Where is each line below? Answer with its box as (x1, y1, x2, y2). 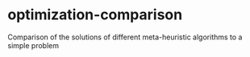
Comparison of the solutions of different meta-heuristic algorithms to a (7, 32, 243, 42)
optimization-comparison (7, 6, 183, 24)
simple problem (7, 40, 60, 50)
